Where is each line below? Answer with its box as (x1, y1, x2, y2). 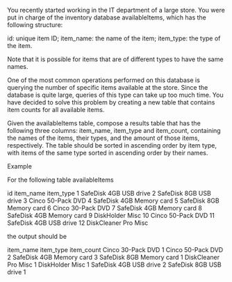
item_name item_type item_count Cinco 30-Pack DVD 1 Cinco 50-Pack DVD (7, 246, 224, 253)
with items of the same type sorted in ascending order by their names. (7, 149, 208, 157)
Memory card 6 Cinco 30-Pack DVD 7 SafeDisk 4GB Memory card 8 (7, 204, 203, 212)
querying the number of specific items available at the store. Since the (7, 84, 208, 91)
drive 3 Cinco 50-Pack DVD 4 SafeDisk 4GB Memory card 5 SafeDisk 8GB (7, 196, 220, 205)
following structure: (7, 21, 63, 29)
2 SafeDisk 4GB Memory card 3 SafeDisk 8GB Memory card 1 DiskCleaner (7, 253, 220, 261)
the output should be (7, 233, 67, 240)
